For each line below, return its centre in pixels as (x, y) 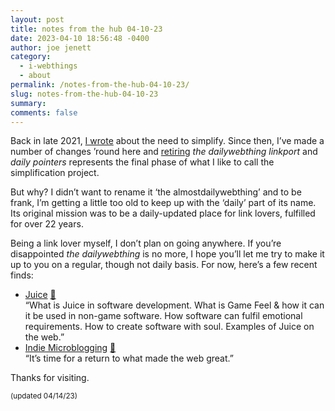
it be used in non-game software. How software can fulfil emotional (163, 316)
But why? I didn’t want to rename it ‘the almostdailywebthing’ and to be (156, 192)
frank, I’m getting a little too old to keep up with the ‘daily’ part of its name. (163, 203)
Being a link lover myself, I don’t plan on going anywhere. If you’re (146, 243)
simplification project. (55, 173)
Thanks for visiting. (50, 378)
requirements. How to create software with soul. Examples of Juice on (169, 327)
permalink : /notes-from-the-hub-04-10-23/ (100, 85)
